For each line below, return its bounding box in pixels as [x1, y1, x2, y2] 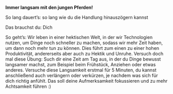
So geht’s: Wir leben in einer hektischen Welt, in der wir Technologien [5, 34, 153, 40]
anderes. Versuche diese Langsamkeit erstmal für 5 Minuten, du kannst [5, 67, 157, 73]
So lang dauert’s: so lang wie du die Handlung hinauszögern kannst [5, 14, 148, 20]
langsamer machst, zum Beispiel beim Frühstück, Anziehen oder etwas [5, 62, 156, 67]
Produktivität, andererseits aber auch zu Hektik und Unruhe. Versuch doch [5, 51, 164, 57]
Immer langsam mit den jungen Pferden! [5, 5, 93, 10]
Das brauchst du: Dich [5, 24, 53, 30]
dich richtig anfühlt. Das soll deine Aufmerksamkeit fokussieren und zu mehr [5, 78, 168, 84]
